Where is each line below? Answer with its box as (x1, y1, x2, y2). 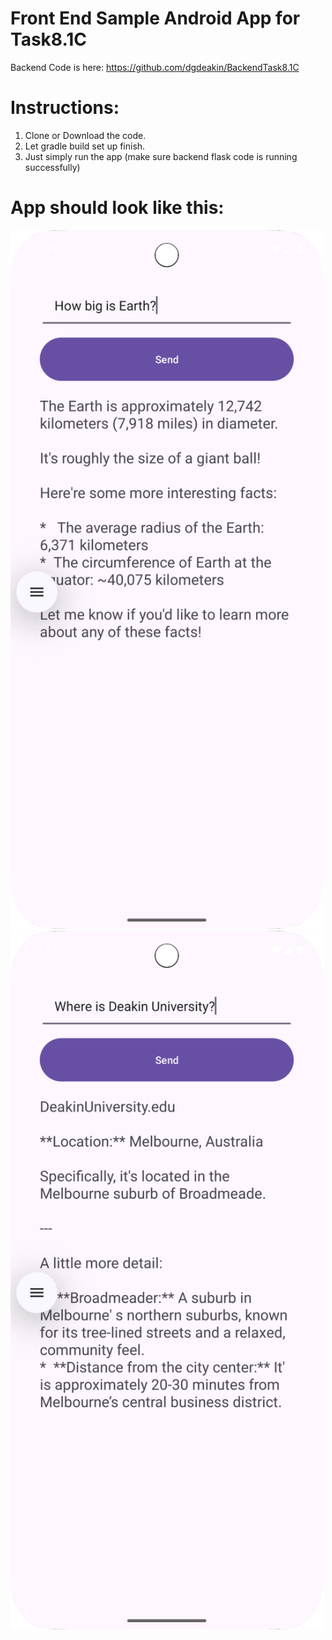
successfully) (24, 161, 81, 173)
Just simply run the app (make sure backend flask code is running (24, 150, 298, 162)
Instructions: (10, 97, 120, 119)
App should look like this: (10, 197, 225, 219)
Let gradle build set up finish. (24, 140, 146, 152)
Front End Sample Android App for (10, 7, 301, 30)
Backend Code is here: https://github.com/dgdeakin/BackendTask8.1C (10, 61, 300, 73)
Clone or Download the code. (24, 129, 147, 141)
